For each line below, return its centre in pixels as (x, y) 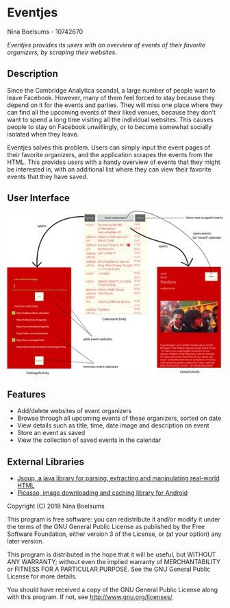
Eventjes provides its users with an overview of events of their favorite (106, 45)
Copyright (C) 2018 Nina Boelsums (56, 506)
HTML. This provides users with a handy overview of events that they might (114, 162)
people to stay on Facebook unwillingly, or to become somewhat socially (110, 127)
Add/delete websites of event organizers (74, 411)
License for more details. (42, 576)
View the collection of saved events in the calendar (89, 440)
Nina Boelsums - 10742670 (45, 32)
